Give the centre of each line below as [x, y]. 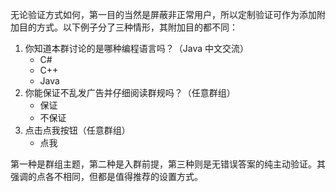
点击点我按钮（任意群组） [77, 130]
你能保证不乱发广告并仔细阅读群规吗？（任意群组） [130, 92]
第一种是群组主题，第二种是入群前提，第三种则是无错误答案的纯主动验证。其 [168, 164]
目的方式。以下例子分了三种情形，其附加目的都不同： [128, 27]
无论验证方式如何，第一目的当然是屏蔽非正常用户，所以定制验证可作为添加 [163, 14]
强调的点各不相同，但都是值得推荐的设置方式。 [106, 176]
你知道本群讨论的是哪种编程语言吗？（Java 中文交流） [137, 48]
